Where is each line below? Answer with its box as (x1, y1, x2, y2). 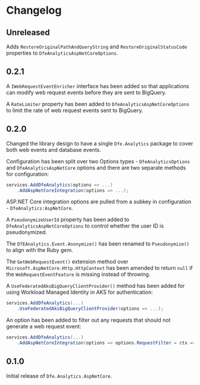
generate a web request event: (6, 323, 82, 330)
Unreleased (6, 27, 51, 38)
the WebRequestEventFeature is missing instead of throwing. (6, 271, 151, 278)
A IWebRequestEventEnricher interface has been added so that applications (6, 82, 189, 89)
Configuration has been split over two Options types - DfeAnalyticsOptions (6, 157, 190, 164)
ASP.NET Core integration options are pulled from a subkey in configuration (6, 198, 192, 206)
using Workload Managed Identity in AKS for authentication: (6, 288, 153, 296)
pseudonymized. (6, 229, 48, 236)
